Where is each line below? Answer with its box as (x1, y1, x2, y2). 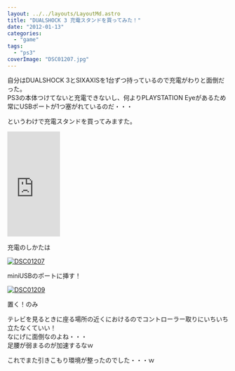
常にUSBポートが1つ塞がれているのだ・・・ (7, 102, 133, 111)
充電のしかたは (7, 243, 51, 251)
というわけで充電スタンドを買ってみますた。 (7, 117, 137, 125)
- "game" (13, 36, 39, 43)
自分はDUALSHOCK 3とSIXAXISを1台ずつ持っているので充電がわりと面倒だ (7, 76, 225, 84)
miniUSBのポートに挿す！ (7, 271, 81, 280)
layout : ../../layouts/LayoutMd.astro (7, 10, 121, 17)
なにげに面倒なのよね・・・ (7, 332, 88, 340)
